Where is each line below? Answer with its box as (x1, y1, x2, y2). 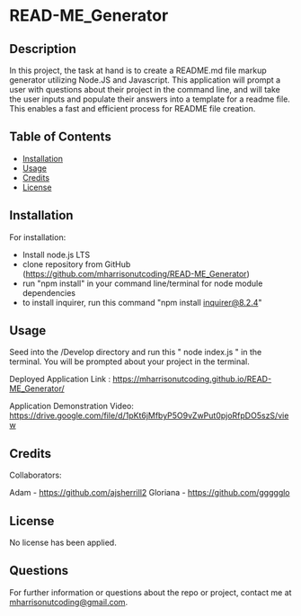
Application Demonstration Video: (9, 401, 135, 412)
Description (9, 41, 76, 57)
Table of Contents (9, 129, 112, 145)
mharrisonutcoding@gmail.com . (9, 596, 128, 607)
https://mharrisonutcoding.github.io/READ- (111, 374, 272, 385)
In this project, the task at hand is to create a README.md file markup (9, 65, 267, 76)
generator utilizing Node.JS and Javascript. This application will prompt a (9, 75, 281, 85)
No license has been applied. (9, 537, 117, 549)
